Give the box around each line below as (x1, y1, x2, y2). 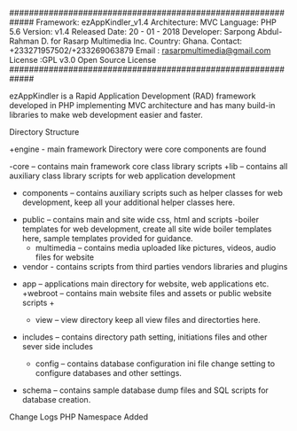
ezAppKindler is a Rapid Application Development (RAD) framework (9, 90, 256, 101)
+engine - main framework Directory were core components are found (9, 144, 267, 154)
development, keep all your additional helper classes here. (21, 197, 236, 208)
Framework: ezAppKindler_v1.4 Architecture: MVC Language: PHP (35, 17, 277, 27)
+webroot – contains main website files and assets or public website (21, 288, 272, 298)
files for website (35, 252, 95, 263)
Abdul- (256, 27, 283, 36)
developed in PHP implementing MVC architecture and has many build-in (9, 100, 276, 110)
